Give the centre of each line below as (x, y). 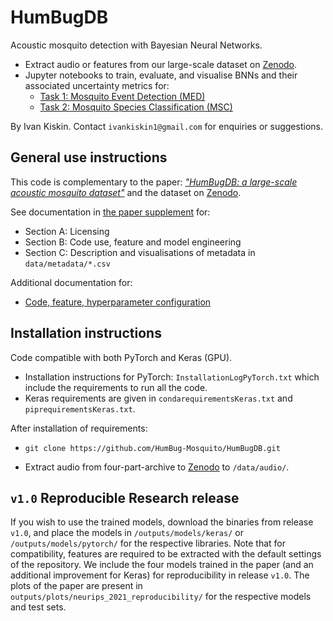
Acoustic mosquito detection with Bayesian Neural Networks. (136, 45)
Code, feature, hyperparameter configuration (118, 302)
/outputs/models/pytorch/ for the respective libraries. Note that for (148, 543)
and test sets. (38, 607)
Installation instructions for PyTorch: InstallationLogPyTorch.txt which (172, 377)
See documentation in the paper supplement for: (110, 212)
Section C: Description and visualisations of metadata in (140, 252)
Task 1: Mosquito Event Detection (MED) (122, 96)
